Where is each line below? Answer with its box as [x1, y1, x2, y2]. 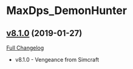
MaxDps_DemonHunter [6, 4, 128, 18]
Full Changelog [6, 44, 44, 51]
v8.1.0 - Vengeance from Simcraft [15, 56, 99, 63]
